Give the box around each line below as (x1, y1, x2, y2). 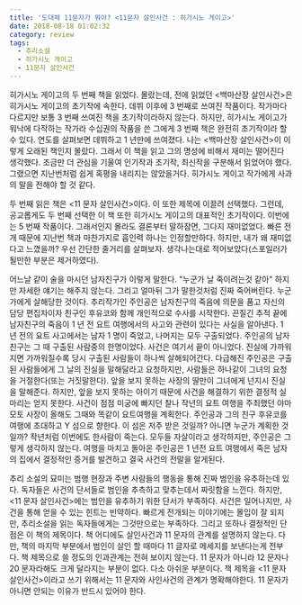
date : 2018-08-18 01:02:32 (9, 22, 111, 31)
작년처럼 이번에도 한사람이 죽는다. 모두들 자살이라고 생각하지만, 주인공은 (30, 431, 282, 442)
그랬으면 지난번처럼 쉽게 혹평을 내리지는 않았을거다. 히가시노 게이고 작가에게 (9, 167, 276, 178)
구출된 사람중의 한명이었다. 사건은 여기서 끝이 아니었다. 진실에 (52, 341, 268, 352)
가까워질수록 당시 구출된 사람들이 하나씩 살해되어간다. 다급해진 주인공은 (25, 352, 276, 363)
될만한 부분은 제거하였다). (9, 254, 99, 266)
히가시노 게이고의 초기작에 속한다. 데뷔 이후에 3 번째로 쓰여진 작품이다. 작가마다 (9, 100, 288, 111)
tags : (9, 38, 30, 48)
